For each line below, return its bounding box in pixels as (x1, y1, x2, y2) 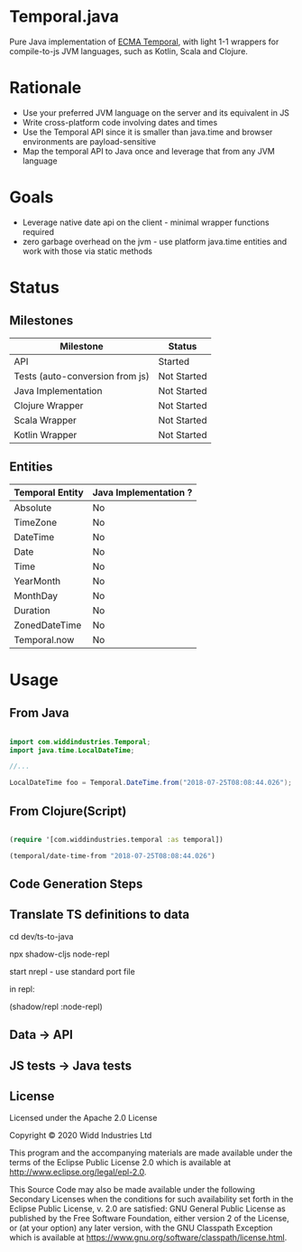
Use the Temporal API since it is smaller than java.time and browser (22, 126, 273, 137)
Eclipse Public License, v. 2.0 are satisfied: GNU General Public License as (9, 1203, 286, 1214)
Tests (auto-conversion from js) (14, 369, 151, 382)
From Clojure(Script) (9, 803, 127, 818)
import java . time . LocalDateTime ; (9, 745, 135, 755)
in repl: (9, 983, 35, 995)
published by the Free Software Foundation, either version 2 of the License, (9, 1213, 290, 1224)
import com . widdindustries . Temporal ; (9, 737, 151, 746)
